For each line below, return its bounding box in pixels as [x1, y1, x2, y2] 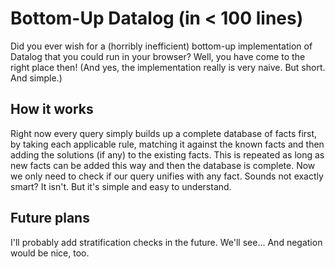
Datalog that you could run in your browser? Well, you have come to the [10, 50, 306, 62]
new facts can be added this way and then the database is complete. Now [10, 159, 316, 171]
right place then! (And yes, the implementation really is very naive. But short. [10, 61, 326, 73]
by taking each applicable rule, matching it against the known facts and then [10, 138, 325, 150]
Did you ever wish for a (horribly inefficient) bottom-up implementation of [10, 40, 313, 52]
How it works [10, 101, 94, 118]
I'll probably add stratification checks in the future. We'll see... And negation [10, 236, 323, 248]
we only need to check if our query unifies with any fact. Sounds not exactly [10, 170, 324, 182]
